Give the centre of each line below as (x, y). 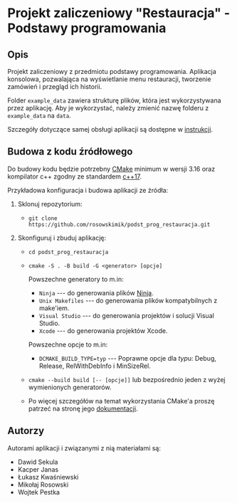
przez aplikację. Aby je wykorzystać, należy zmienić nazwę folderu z (108, 108)
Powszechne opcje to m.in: (68, 344)
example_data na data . (39, 116)
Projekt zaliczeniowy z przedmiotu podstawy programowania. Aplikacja (112, 72)
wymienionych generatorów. (70, 387)
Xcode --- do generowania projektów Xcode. (103, 330)
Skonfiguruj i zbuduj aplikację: (62, 238)
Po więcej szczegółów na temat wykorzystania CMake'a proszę (121, 401)
